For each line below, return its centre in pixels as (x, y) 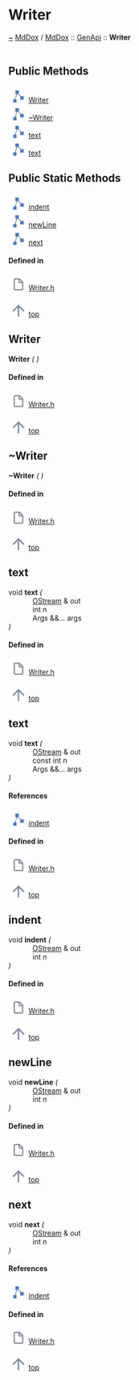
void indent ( (30, 940)
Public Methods (49, 72)
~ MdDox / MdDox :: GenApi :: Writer (69, 37)
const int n (50, 760)
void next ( (27, 1224)
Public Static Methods (65, 178)
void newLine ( (33, 1082)
